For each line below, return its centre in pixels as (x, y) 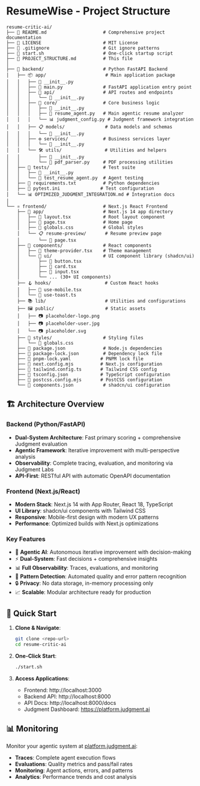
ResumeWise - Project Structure (88, 11)
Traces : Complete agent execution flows (65, 758)
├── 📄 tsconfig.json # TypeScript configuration (94, 374)
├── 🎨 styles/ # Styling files (80, 337)
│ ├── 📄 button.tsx (50, 261)
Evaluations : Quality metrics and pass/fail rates (74, 764)
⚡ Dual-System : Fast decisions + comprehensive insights (86, 559)
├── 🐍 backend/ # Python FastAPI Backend (87, 69)
